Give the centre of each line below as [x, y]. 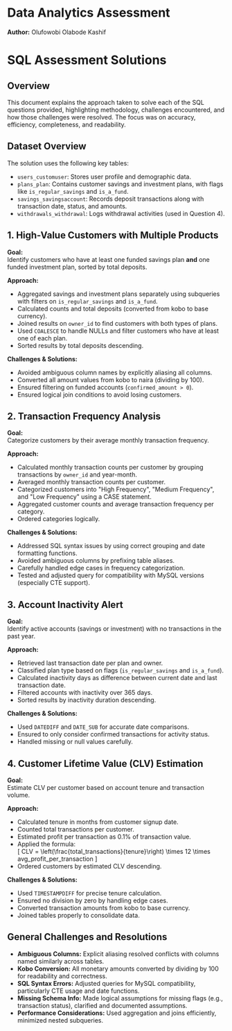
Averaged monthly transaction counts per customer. [91, 482]
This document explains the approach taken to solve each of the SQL [106, 102]
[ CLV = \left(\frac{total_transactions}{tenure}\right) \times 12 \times [114, 851]
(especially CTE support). [53, 583]
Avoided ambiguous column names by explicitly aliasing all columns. [115, 372]
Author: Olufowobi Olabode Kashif [56, 32]
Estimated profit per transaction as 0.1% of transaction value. [104, 836]
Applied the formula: [46, 844]
